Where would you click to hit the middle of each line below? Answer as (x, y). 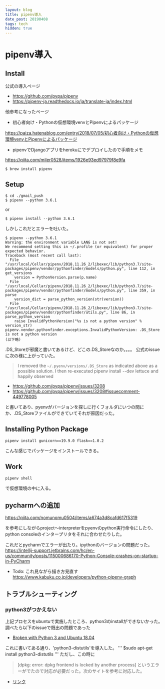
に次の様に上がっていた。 (31, 355)
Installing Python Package (47, 429)
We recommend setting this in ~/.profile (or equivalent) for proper (79, 246)
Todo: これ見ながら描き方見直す (45, 571)
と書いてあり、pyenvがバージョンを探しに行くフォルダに (64, 407)
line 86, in (123, 312)
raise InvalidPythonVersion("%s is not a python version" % (78, 321)
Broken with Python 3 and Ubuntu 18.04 (53, 637)
